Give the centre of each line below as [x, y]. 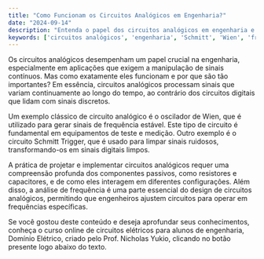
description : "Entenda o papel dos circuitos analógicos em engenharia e [132, 30]
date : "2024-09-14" [40, 23]
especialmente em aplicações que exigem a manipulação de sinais [116, 68]
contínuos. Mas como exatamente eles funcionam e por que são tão [118, 76]
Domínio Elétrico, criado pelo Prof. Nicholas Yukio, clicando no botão [119, 239]
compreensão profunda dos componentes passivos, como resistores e [123, 173]
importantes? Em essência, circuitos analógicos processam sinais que [121, 85]
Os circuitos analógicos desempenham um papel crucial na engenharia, [124, 60]
